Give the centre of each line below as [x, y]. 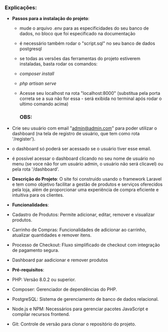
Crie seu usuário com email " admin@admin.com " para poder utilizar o [84, 128]
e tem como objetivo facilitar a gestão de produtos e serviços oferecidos [87, 184]
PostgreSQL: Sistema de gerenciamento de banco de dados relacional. [85, 299]
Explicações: [21, 8]
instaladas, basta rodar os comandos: [58, 64]
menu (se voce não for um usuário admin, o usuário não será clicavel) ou [88, 163]
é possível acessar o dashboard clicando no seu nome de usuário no [83, 158]
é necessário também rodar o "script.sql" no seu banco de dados [87, 43]
